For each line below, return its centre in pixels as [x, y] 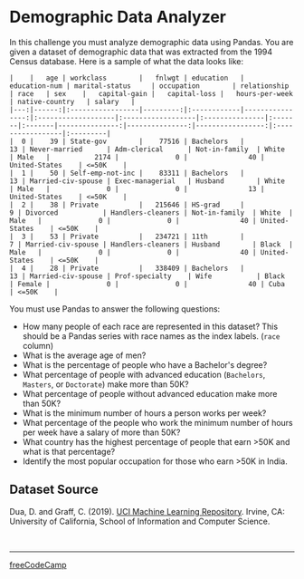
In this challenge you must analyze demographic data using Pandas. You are [152, 42]
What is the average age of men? [84, 355]
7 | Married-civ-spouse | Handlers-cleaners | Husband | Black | [152, 244]
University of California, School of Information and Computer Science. [140, 521]
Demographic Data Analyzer [118, 17]
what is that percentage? [69, 451]
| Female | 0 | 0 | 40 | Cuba [147, 284]
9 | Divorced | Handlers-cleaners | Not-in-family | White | [152, 212]
